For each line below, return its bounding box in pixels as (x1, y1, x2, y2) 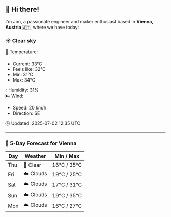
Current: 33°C (12, 61, 42, 67)
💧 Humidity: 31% (5, 87, 39, 93)
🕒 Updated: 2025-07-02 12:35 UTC (5, 120, 81, 126)
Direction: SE (12, 110, 40, 116)
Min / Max (54, 153, 80, 160)
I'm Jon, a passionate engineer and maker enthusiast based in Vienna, (5, 18, 154, 24)
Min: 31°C (12, 72, 33, 78)
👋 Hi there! (5, 5, 40, 14)
